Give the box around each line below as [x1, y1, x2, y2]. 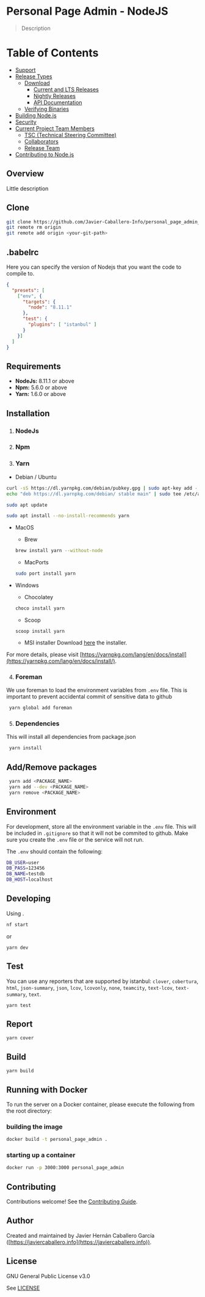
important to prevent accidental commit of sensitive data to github [6, 693, 173, 700]
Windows [15, 581, 39, 589]
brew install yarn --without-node [15, 548, 103, 554]
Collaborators [24, 138, 59, 145]
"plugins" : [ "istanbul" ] [28, 321, 97, 328]
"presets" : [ [12, 287, 45, 293]
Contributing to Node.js [15, 151, 74, 158]
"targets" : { [22, 299, 56, 305]
